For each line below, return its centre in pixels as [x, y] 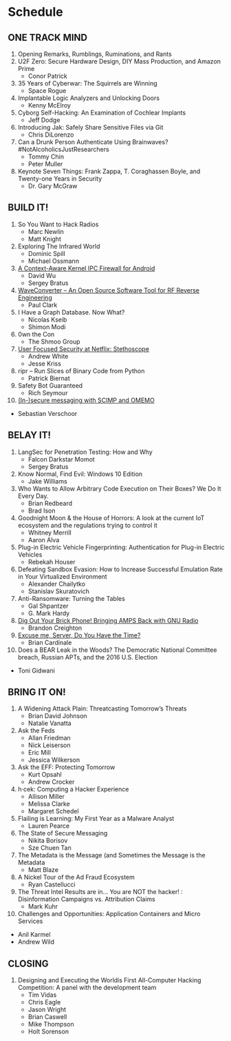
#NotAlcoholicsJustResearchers [63, 149]
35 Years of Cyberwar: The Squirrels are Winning [87, 83]
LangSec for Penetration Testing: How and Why [85, 452]
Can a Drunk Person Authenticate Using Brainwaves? [93, 142]
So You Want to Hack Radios [58, 224]
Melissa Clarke [49, 804]
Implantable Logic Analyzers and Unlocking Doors [89, 98]
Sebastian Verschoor [47, 413]
